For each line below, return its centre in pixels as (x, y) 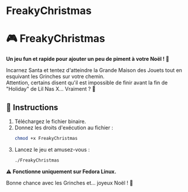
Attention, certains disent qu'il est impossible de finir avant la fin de (87, 83)
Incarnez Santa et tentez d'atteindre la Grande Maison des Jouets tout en (94, 70)
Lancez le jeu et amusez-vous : (52, 149)
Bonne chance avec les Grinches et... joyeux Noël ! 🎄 (69, 183)
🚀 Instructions (32, 107)
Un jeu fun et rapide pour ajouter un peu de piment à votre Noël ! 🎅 (88, 59)
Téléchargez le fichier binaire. (50, 121)
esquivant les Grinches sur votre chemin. (55, 77)
